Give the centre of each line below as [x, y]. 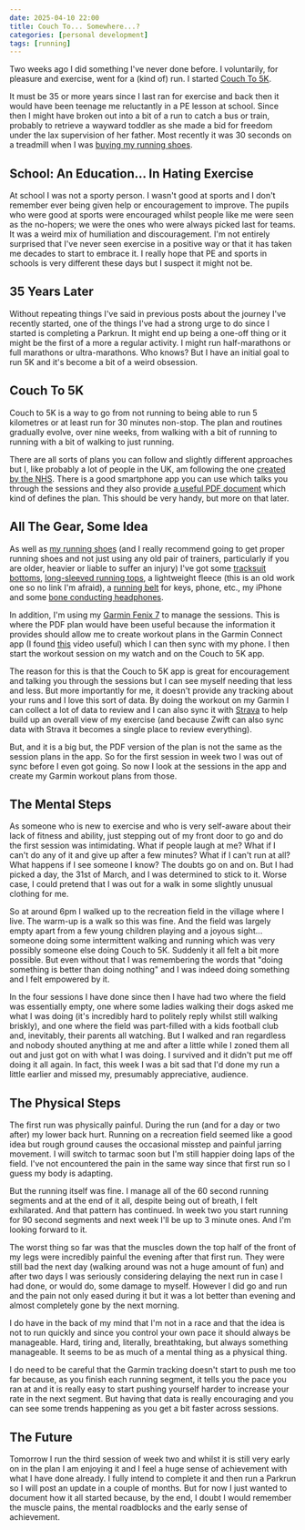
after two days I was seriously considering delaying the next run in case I [146, 1277]
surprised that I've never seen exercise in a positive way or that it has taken [151, 244]
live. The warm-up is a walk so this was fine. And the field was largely [140, 922]
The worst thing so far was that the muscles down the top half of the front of [153, 1248]
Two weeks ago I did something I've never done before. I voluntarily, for [144, 69]
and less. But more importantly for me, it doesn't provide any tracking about [152, 690]
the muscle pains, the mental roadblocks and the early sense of [129, 1507]
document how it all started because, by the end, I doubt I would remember [151, 1497]
